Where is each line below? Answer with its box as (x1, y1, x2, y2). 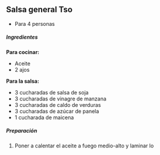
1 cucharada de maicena (14, 114, 74, 121)
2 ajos (14, 66, 30, 73)
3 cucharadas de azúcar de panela (14, 107, 99, 114)
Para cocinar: (6, 48, 40, 55)
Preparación (6, 127, 37, 134)
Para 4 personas (14, 20, 55, 27)
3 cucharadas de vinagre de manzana (14, 95, 107, 102)
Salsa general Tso (6, 5, 73, 15)
